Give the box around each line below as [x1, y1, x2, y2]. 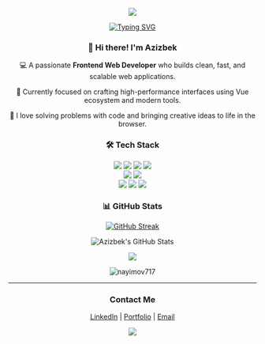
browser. [118, 119, 147, 129]
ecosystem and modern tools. [84, 96, 181, 105]
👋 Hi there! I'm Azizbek [88, 42, 177, 53]
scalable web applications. [89, 72, 176, 81]
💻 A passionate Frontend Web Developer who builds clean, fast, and [19, 60, 246, 70]
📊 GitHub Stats [102, 200, 163, 211]
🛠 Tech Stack [105, 139, 160, 150]
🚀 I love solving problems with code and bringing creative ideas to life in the [9, 111, 256, 120]
